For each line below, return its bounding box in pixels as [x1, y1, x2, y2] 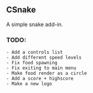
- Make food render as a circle [6, 70, 87, 77]
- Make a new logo [6, 81, 52, 87]
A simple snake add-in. [6, 20, 63, 28]
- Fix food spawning [6, 60, 58, 66]
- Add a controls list [6, 49, 63, 56]
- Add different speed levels [6, 55, 82, 61]
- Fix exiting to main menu [6, 65, 77, 71]
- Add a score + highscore [6, 76, 74, 82]
